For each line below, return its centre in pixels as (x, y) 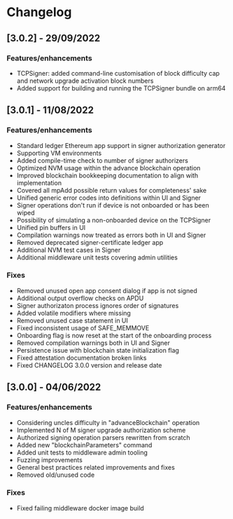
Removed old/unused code (56, 475)
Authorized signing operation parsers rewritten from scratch (103, 437)
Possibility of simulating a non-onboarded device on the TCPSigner (114, 220)
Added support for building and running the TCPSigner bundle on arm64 (121, 88)
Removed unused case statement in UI (72, 321)
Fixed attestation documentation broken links (82, 358)
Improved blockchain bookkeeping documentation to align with (107, 175)
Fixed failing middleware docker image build (80, 508)
